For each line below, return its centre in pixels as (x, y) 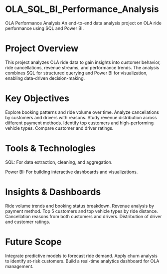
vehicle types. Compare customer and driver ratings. (59, 128)
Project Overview (42, 49)
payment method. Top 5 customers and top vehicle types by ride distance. (82, 211)
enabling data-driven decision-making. (45, 78)
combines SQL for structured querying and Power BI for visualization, (77, 73)
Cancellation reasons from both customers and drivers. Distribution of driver (83, 216)
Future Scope (33, 242)
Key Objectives (37, 99)
